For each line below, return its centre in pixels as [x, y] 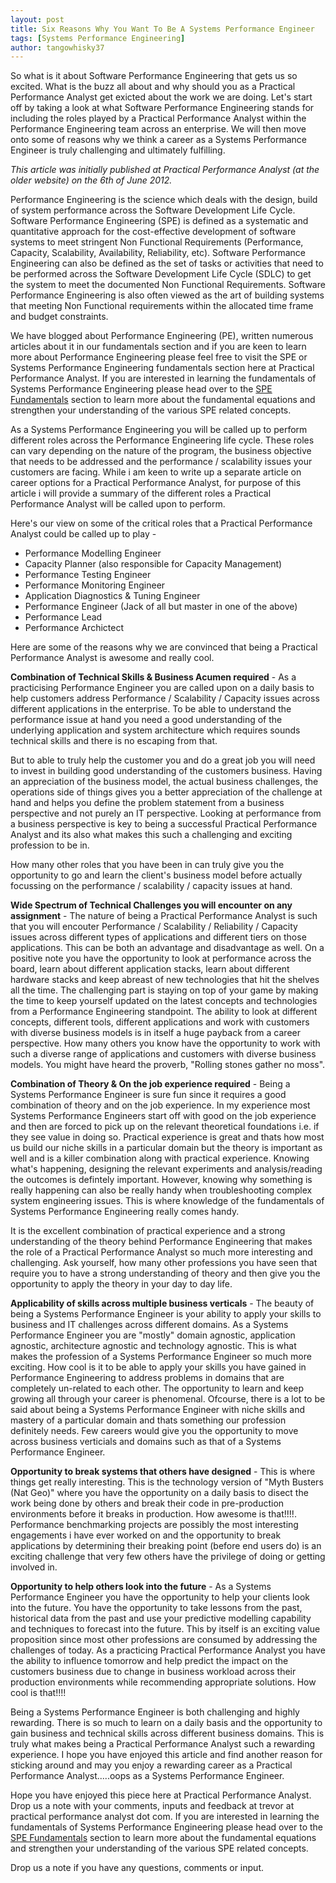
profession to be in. [50, 845]
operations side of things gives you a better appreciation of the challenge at [166, 792]
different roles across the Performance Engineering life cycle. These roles [162, 440]
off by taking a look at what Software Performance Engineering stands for [162, 108]
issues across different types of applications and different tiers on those [158, 937]
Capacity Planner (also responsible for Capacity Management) [153, 564]
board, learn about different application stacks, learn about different [150, 969]
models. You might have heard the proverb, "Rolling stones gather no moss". [168, 1065]
